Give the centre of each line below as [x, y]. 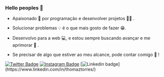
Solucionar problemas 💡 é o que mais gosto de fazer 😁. [69, 28]
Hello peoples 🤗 [24, 8]
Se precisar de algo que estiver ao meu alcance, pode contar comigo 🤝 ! [86, 55]
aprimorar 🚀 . [26, 45]
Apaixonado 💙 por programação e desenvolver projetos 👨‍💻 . [73, 19]
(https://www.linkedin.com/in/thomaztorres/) [51, 69]
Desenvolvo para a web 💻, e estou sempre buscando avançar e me [81, 38]
